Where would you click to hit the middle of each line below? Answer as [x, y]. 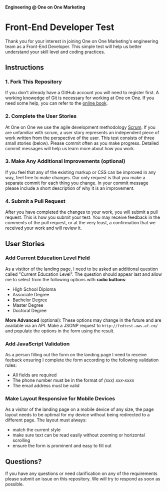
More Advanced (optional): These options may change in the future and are [83, 320]
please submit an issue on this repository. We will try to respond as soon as [83, 479]
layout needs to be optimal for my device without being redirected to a [77, 415]
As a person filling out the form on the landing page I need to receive [76, 355]
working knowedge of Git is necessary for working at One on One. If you [80, 98]
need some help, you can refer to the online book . [57, 103]
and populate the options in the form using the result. [60, 331]
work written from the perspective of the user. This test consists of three [80, 138]
